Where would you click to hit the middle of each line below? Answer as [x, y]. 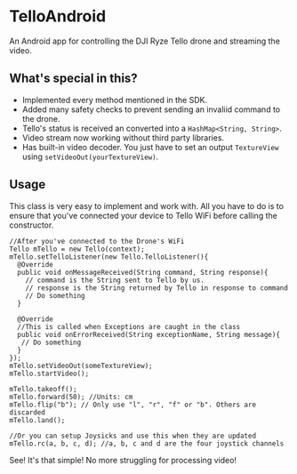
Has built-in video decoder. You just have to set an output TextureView [150, 147]
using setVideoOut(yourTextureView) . [90, 157]
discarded [28, 412]
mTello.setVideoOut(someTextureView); [81, 366]
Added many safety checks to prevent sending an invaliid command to [151, 109]
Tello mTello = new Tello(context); [77, 249]
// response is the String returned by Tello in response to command [157, 288]
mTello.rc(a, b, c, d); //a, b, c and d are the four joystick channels [147, 443]
